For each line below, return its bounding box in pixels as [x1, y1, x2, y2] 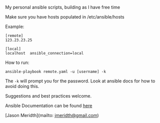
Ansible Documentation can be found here [5, 102, 92, 108]
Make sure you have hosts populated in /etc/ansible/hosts [5, 14, 124, 19]
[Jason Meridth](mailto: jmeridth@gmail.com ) [5, 112, 99, 118]
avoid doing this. [5, 83, 39, 89]
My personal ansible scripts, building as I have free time [5, 4, 120, 10]
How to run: [5, 59, 29, 65]
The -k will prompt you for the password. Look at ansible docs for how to [5, 78, 155, 84]
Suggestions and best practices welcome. [5, 93, 92, 99]
